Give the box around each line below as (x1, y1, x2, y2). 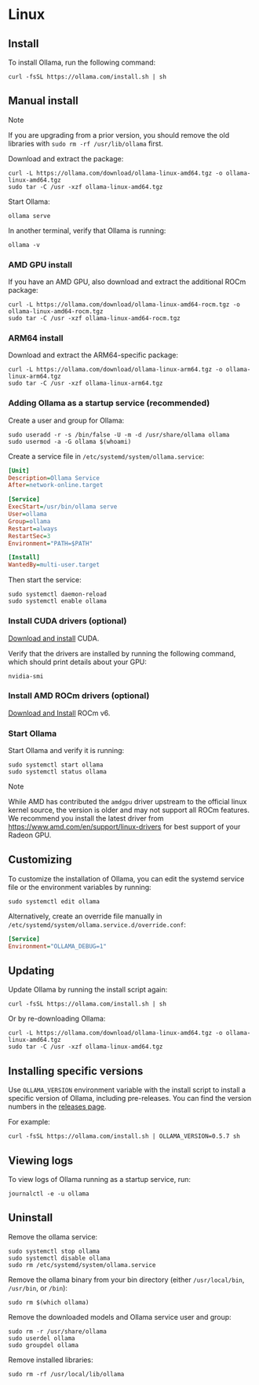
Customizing (8, 853, 72, 866)
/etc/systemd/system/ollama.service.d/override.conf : (8, 919, 186, 929)
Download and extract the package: (8, 153, 124, 163)
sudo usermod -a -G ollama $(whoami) (8, 438, 132, 445)
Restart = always (8, 525, 58, 533)
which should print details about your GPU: (8, 657, 148, 667)
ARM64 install (8, 333, 64, 344)
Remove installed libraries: (8, 1355, 93, 1365)
